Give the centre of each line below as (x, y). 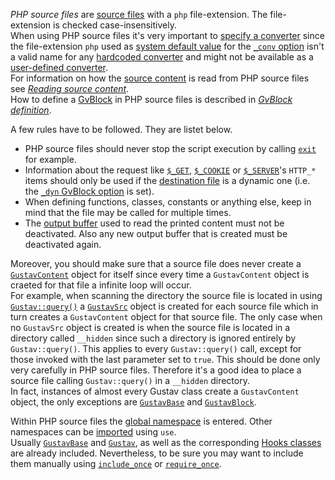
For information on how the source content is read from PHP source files (160, 78)
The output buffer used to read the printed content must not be (154, 223)
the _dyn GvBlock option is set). (89, 191)
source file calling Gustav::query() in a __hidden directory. (130, 380)
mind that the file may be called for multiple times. (128, 212)
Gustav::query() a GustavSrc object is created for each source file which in (164, 306)
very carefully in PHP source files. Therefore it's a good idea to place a (156, 370)
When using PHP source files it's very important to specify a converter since (167, 35)
